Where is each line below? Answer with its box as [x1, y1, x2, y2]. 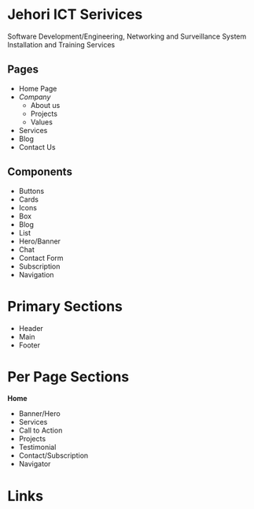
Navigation [18, 269, 54, 279]
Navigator [18, 459, 51, 469]
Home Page [18, 84, 57, 93]
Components [7, 165, 72, 179]
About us [30, 100, 61, 110]
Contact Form [18, 253, 64, 262]
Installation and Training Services [7, 39, 116, 49]
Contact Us [18, 142, 56, 151]
